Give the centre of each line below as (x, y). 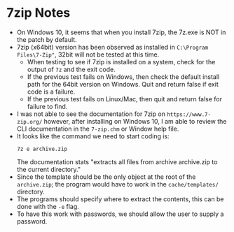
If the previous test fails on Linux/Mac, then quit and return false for (124, 99)
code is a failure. (51, 92)
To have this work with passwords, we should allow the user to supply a (120, 214)
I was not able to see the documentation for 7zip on (91, 114)
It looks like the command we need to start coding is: (93, 136)
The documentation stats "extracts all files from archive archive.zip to (117, 161)
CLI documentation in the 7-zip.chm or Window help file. (98, 129)
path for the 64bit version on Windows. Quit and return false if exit (123, 84)
